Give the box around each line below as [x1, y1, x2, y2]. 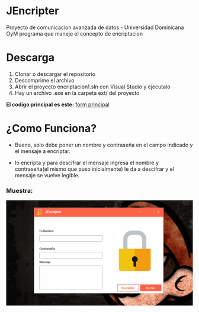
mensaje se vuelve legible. [14, 171, 80, 179]
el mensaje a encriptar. [14, 147, 71, 155]
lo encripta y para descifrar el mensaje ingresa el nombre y [14, 159, 159, 166]
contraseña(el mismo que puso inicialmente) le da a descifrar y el [14, 165, 175, 173]
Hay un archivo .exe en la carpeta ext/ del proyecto [14, 89, 140, 96]
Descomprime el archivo [14, 77, 75, 84]
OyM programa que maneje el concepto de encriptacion [6, 30, 143, 37]
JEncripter [6, 4, 59, 18]
